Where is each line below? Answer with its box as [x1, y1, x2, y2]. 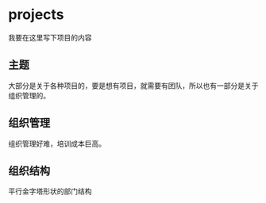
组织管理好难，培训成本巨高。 [8, 139, 106, 148]
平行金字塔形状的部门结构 [8, 186, 92, 196]
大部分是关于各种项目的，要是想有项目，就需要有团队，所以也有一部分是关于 [8, 81, 259, 90]
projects [8, 6, 65, 24]
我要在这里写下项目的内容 [8, 33, 92, 42]
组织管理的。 [8, 90, 50, 100]
